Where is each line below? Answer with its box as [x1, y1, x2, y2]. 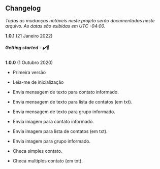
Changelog [5, 4, 41, 13]
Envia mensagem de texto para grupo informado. [12, 109, 116, 115]
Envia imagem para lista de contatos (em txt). [12, 128, 108, 134]
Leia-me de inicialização [12, 79, 64, 85]
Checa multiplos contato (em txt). [12, 157, 83, 164]
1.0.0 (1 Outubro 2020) [5, 59, 53, 65]
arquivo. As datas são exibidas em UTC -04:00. [5, 23, 106, 29]
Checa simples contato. [12, 148, 62, 154]
